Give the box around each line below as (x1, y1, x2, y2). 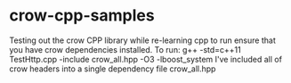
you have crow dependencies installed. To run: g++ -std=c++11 (9, 44, 242, 54)
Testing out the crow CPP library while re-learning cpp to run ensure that (9, 35, 276, 46)
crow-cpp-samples (9, 5, 155, 26)
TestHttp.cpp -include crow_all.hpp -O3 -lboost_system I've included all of (9, 54, 283, 64)
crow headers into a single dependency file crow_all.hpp (9, 63, 216, 74)
